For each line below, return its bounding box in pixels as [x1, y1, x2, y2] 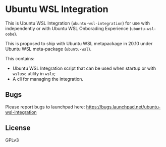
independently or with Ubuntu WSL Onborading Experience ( [5, 25, 132, 31]
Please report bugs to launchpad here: [5, 104, 85, 110]
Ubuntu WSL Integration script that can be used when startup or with [12, 65, 156, 71]
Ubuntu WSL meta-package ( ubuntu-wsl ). [5, 46, 92, 52]
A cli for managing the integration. [12, 76, 84, 82]
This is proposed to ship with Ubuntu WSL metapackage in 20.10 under [5, 40, 153, 46]
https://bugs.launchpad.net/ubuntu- [86, 104, 161, 110]
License [5, 124, 31, 132]
